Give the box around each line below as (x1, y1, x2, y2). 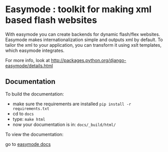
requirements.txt (12, 106, 50, 111)
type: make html (12, 116, 46, 122)
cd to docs (12, 110, 34, 116)
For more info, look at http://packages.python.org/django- (5, 57, 127, 63)
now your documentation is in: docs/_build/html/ (12, 121, 116, 128)
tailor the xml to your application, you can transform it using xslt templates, (5, 42, 161, 48)
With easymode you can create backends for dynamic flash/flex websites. (5, 31, 160, 37)
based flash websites (5, 14, 97, 26)
